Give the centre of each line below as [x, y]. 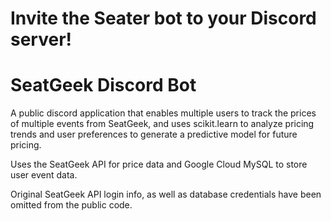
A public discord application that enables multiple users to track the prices [163, 113]
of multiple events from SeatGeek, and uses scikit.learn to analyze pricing [162, 124]
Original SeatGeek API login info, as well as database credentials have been [166, 194]
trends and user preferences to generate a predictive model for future [154, 134]
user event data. [44, 175]
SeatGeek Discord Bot [103, 85]
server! [41, 39]
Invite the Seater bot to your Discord [163, 18]
